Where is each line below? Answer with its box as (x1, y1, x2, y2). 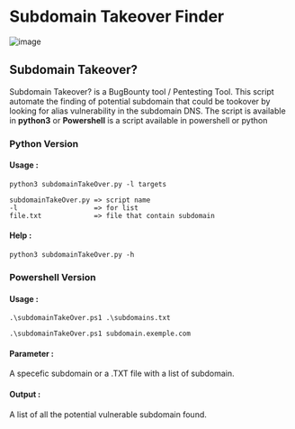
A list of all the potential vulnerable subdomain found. (9, 408, 207, 420)
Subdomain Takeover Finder (9, 6, 225, 27)
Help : (9, 230, 32, 241)
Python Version (9, 137, 79, 150)
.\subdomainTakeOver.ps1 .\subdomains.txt (9, 314, 171, 323)
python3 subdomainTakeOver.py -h (9, 251, 135, 260)
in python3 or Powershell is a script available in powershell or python (9, 114, 268, 125)
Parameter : (9, 348, 54, 359)
